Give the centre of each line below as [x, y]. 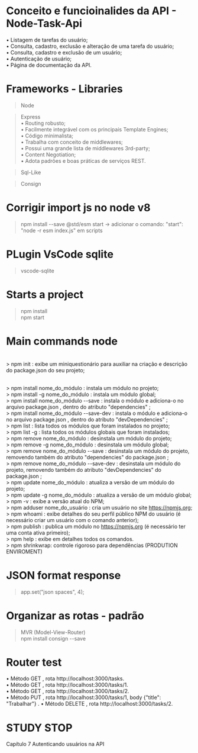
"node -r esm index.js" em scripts [62, 230]
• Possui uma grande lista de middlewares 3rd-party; [85, 148]
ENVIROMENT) [24, 551]
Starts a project [45, 295]
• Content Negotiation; [48, 155]
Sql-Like [31, 172]
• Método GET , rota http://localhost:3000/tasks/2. [68, 691]
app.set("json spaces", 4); [52, 592]
